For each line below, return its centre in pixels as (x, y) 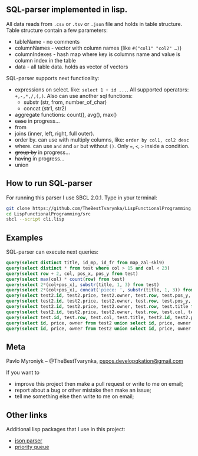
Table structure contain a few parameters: (57, 30)
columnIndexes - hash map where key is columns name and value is (98, 54)
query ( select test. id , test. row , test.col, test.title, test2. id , (89, 317)
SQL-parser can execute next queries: (52, 252)
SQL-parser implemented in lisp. (67, 10)
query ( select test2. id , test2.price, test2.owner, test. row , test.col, (96, 312)
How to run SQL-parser (49, 183)
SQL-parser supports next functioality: (53, 78)
